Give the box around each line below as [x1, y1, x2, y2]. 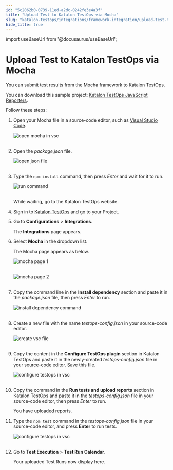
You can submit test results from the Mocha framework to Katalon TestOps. [6, 82, 165, 88]
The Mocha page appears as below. [13, 249, 89, 255]
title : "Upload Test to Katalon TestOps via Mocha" [6, 12, 119, 17]
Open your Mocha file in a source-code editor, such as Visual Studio [13, 117, 158, 123]
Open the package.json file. [13, 148, 72, 154]
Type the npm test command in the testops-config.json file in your [13, 418, 153, 424]
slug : [6, 17, 17, 22]
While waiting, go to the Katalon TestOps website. [13, 199, 119, 205]
